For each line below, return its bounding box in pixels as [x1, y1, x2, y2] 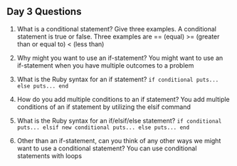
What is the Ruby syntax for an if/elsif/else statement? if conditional [16, 116, 222, 125]
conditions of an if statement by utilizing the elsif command [16, 103, 191, 111]
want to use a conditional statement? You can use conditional [16, 144, 197, 152]
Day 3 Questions [6, 6, 82, 18]
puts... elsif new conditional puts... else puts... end [16, 124, 190, 131]
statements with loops [16, 151, 83, 160]
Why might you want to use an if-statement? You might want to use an [16, 53, 223, 62]
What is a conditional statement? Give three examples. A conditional [16, 24, 216, 33]
